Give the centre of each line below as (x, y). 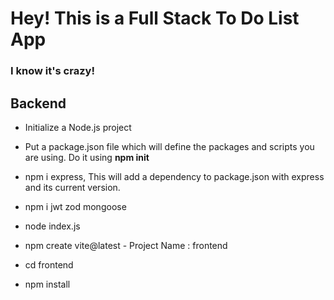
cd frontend (49, 264)
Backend (38, 103)
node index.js (52, 226)
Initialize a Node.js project (78, 127)
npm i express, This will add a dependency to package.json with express (174, 176)
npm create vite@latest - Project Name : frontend (126, 245)
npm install (47, 284)
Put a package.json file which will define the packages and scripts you (169, 146)
